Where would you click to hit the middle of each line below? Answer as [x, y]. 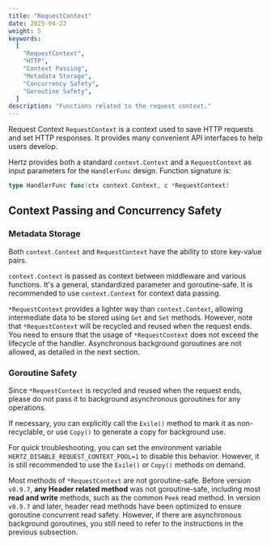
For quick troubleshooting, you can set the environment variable [115, 447]
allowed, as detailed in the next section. [74, 351]
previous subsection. [43, 532]
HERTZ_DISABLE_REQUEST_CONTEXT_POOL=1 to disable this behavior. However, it [134, 456]
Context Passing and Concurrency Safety [115, 211]
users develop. [33, 147]
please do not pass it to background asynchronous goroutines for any [125, 398]
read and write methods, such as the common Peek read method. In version [134, 497]
